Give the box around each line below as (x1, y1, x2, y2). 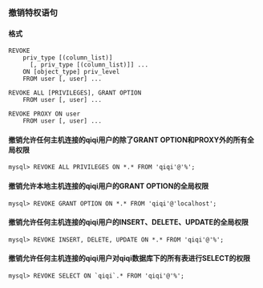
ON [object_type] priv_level (22, 68, 120, 76)
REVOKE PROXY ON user (8, 110, 81, 118)
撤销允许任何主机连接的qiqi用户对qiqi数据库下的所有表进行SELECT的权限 (8, 254, 251, 263)
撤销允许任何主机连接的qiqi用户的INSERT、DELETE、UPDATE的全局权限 (8, 217, 249, 227)
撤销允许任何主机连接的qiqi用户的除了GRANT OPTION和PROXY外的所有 (8, 135, 248, 144)
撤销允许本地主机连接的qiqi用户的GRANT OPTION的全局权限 (8, 181, 209, 190)
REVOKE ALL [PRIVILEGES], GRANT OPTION (8, 89, 142, 97)
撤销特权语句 (8, 6, 59, 18)
